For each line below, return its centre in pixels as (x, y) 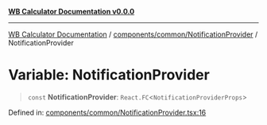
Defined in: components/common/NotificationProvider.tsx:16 (107, 112)
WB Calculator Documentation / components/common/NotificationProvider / (133, 34)
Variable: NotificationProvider (109, 75)
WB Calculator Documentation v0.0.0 (72, 12)
